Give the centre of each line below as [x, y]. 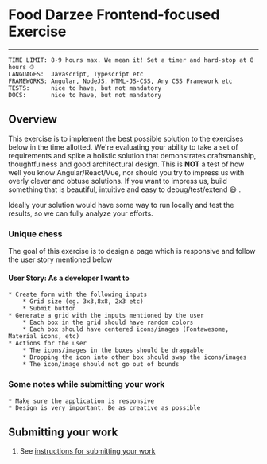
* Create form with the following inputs [78, 295]
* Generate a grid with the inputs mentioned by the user [106, 316]
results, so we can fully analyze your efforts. [81, 213]
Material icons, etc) [44, 337]
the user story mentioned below [60, 259]
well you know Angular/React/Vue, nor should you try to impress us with [126, 172]
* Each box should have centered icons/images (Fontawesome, [126, 329]
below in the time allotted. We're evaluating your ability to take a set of [123, 147]
